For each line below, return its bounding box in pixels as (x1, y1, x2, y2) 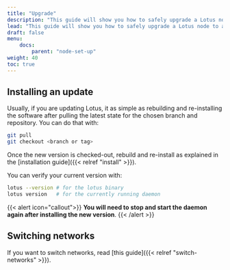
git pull (7, 132, 32, 139)
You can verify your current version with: (7, 172, 123, 180)
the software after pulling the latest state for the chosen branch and (7, 111, 198, 120)
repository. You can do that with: (7, 119, 99, 127)
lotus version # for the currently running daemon (7, 191, 161, 198)
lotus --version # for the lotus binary (7, 185, 125, 191)
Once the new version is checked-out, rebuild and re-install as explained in (7, 151, 219, 159)
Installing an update (7, 86, 94, 98)
